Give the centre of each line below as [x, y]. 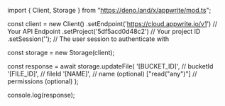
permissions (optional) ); [43, 81]
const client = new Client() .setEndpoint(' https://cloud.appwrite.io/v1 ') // [112, 24]
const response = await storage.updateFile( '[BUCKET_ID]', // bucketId [110, 66]
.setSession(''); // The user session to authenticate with [88, 39]
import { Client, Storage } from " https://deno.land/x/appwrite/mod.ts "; [109, 10]
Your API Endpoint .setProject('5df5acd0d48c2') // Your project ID [104, 31]
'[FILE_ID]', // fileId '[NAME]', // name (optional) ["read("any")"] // [102, 74]
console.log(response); [42, 95]
